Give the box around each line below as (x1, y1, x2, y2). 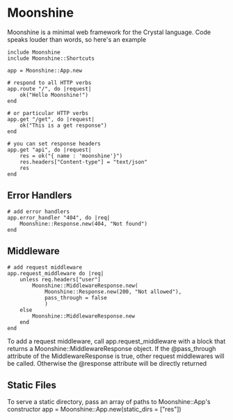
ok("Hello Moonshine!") (19, 91, 89, 98)
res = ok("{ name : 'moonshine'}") (19, 152, 123, 160)
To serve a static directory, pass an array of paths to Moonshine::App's (7, 398, 211, 406)
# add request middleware (7, 263, 82, 271)
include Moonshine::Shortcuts (7, 54, 95, 62)
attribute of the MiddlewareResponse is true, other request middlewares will (7, 352, 225, 360)
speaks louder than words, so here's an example (7, 35, 147, 43)
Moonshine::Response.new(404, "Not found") (19, 220, 148, 227)
